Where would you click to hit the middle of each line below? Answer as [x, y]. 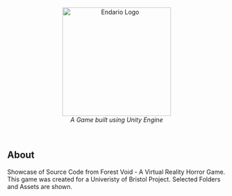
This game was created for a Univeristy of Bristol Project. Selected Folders [114, 179]
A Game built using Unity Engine [117, 120]
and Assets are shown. [40, 186]
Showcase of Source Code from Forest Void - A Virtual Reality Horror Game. [116, 172]
